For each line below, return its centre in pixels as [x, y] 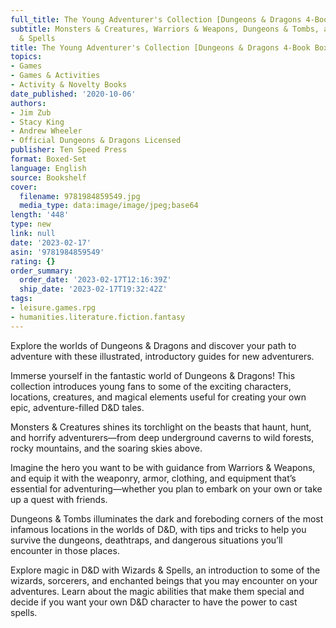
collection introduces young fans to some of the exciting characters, [151, 386]
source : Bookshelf [48, 177]
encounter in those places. [65, 550]
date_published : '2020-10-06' [73, 94]
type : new [31, 224]
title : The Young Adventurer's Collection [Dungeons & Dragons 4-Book [160, 47]
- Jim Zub [31, 112]
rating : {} [33, 261]
